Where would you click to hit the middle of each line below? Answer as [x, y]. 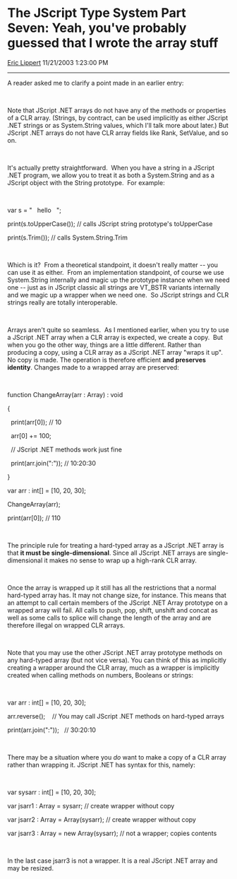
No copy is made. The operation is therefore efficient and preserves [107, 360]
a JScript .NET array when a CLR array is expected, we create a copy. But [115, 337]
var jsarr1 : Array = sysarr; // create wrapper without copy [91, 806]
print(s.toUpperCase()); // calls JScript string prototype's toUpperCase [110, 223]
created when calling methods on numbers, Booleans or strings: [101, 675]
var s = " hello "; [34, 210]
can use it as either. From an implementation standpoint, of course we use [116, 272]
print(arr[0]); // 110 [34, 518]
